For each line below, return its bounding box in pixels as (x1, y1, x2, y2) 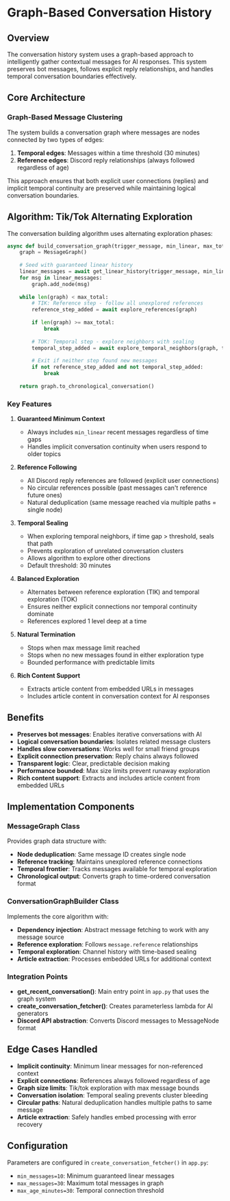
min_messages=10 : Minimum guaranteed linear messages (16, 1172, 175, 1180)
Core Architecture (7, 92, 86, 104)
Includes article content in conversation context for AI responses (27, 691, 210, 700)
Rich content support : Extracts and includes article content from (16, 774, 201, 782)
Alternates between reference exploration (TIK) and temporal (27, 588, 200, 596)
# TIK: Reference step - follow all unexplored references (31, 300, 204, 307)
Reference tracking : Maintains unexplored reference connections (16, 857, 203, 866)
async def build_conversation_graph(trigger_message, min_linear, (7, 242, 201, 250)
